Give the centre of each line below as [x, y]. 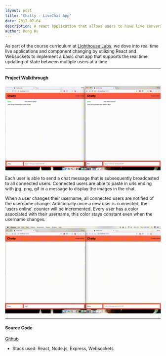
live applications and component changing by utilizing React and [71, 51]
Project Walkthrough [27, 78]
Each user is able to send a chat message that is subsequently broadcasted [82, 178]
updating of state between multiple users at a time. [57, 62]
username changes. [25, 219]
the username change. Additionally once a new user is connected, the [76, 203]
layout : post [19, 10]
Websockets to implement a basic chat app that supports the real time [76, 56]
